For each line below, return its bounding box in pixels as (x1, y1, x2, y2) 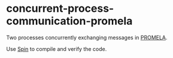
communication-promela (6, 14, 133, 28)
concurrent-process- (6, 2, 114, 15)
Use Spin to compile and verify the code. (6, 45, 107, 52)
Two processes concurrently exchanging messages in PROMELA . (6, 34, 168, 41)
